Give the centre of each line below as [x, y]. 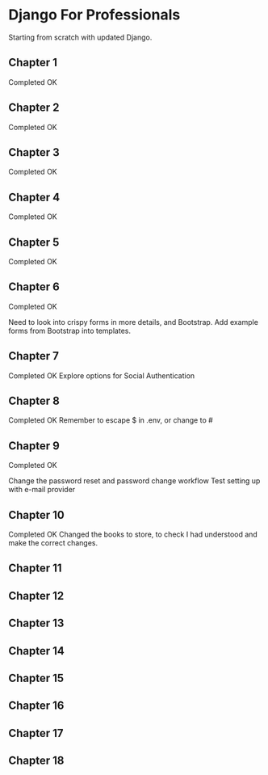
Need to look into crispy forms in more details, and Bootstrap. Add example [133, 322]
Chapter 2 [34, 108]
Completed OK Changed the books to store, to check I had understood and [133, 534]
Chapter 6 [34, 287]
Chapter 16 [36, 706]
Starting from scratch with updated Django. [80, 37]
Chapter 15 [36, 678]
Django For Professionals [94, 15]
